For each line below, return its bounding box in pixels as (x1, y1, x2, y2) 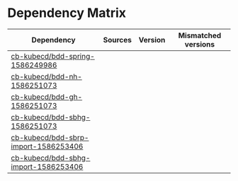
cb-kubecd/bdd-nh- (11, 71, 83, 81)
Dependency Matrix (7, 5, 126, 21)
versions (184, 39, 215, 49)
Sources (103, 35, 132, 45)
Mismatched (178, 30, 222, 40)
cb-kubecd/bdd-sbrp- (11, 132, 89, 142)
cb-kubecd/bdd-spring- (11, 51, 96, 61)
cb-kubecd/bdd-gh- (11, 92, 83, 102)
